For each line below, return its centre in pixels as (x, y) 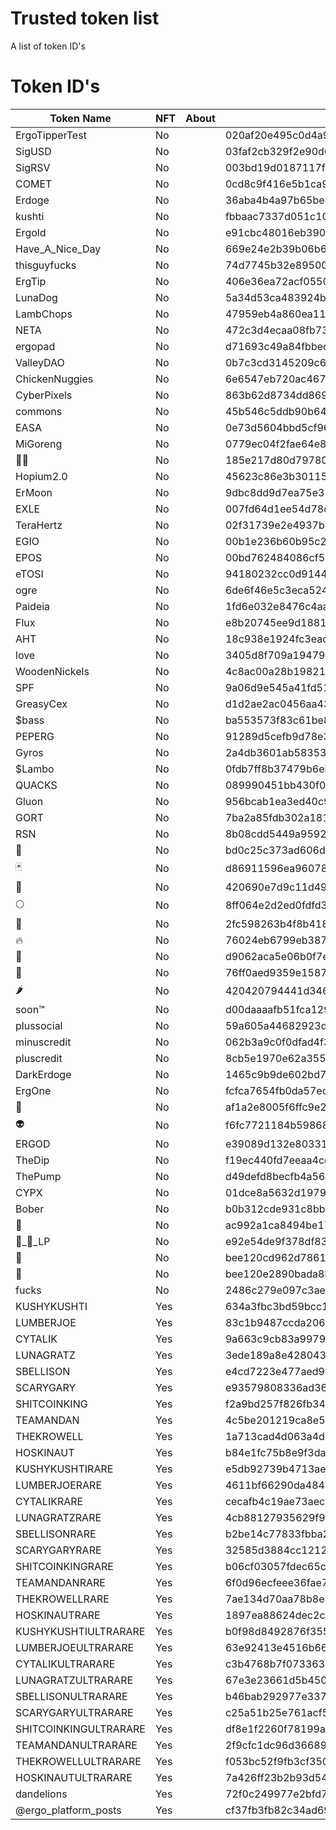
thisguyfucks (46, 265)
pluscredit (39, 1058)
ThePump (38, 1176)
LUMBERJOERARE (59, 1485)
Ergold (31, 232)
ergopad (35, 346)
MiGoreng (39, 444)
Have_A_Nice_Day (58, 249)
